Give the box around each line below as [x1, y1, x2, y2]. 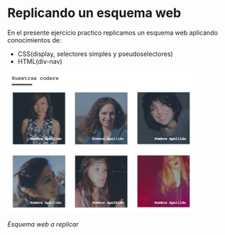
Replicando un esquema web [7, 5, 182, 21]
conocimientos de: [7, 35, 62, 44]
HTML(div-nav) [17, 57, 62, 65]
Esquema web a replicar [7, 219, 79, 228]
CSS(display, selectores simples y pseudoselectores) [17, 50, 173, 58]
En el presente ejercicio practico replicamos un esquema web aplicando [7, 28, 219, 37]
